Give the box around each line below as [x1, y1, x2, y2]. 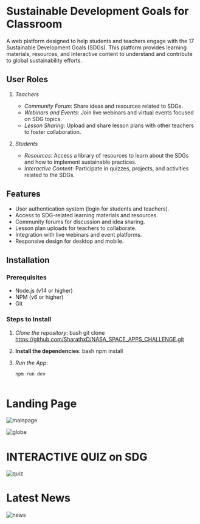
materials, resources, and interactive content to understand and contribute [6, 50, 193, 57]
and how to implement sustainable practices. [24, 158, 137, 166]
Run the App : [15, 359, 49, 366]
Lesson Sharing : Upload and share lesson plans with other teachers [24, 122, 195, 129]
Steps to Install [6, 315, 52, 324]
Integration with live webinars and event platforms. [15, 231, 142, 238]
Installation [6, 254, 50, 265]
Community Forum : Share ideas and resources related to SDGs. [24, 102, 184, 110]
